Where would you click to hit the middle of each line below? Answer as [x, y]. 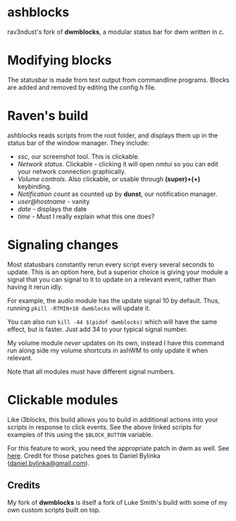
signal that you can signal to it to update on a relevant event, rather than [112, 279]
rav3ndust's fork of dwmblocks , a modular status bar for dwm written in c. [116, 32]
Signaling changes [63, 245]
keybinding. [35, 186]
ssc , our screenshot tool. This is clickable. [78, 157]
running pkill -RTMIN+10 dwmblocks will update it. [79, 308]
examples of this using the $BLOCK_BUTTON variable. [80, 434]
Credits [24, 485]
